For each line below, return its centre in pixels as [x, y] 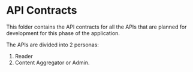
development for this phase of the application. [63, 33]
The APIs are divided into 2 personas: [52, 45]
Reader [24, 56]
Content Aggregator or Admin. [52, 62]
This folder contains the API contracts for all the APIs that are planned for [96, 27]
